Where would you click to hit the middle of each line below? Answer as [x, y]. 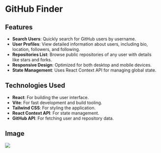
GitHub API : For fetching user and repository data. [63, 118]
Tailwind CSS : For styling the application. [54, 108]
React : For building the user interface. [50, 97]
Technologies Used [35, 86]
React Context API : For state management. [56, 113]
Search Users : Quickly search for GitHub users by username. [74, 39]
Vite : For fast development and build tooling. [57, 102]
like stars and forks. [32, 60]
